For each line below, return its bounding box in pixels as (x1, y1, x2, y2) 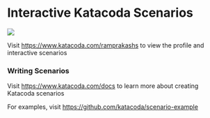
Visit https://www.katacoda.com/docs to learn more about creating (7, 82, 199, 90)
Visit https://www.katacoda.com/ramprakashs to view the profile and (7, 40, 204, 50)
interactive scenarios (7, 48, 67, 57)
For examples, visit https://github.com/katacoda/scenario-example (7, 103, 198, 111)
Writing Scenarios (7, 66, 70, 75)
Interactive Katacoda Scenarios (7, 5, 193, 21)
